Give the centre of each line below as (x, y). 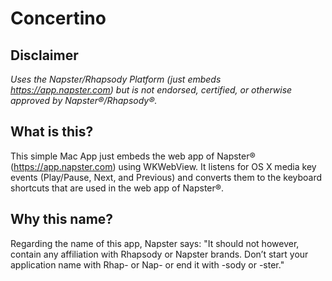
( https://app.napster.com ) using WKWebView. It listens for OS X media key (163, 166)
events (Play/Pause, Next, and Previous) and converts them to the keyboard (166, 177)
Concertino (58, 18)
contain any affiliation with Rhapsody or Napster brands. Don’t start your (159, 254)
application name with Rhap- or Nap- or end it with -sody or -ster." (147, 264)
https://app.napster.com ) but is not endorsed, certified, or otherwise (151, 90)
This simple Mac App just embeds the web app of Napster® (133, 156)
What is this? (52, 132)
